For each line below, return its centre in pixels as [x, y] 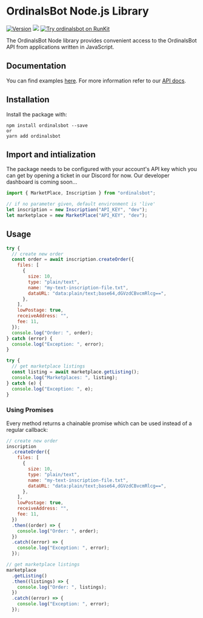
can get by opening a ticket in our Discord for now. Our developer [88, 176]
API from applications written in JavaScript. [60, 47]
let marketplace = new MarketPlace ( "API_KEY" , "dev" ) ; [77, 215]
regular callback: [27, 429]
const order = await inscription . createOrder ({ [73, 260]
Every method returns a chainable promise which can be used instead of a [99, 423]
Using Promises [30, 410]
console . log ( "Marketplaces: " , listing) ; [65, 377]
